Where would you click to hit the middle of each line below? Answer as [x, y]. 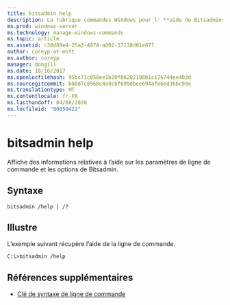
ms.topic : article [33, 39]
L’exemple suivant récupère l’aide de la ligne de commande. [91, 244]
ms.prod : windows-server [42, 26]
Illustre [22, 227]
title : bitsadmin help [39, 13]
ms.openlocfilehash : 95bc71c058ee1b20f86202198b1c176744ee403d [99, 77]
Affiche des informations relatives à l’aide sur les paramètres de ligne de [109, 162]
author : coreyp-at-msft [41, 52]
